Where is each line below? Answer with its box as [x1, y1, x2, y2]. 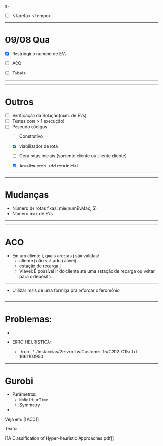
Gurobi [5, 375, 33, 387]
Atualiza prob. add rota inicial [19, 163, 78, 168]
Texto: [5, 426, 18, 432]
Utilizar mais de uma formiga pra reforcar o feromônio [12, 287, 120, 293]
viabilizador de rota [19, 143, 58, 149]
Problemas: [5, 314, 52, 325]
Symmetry [19, 402, 40, 408]
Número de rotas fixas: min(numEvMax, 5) [12, 205, 97, 211]
